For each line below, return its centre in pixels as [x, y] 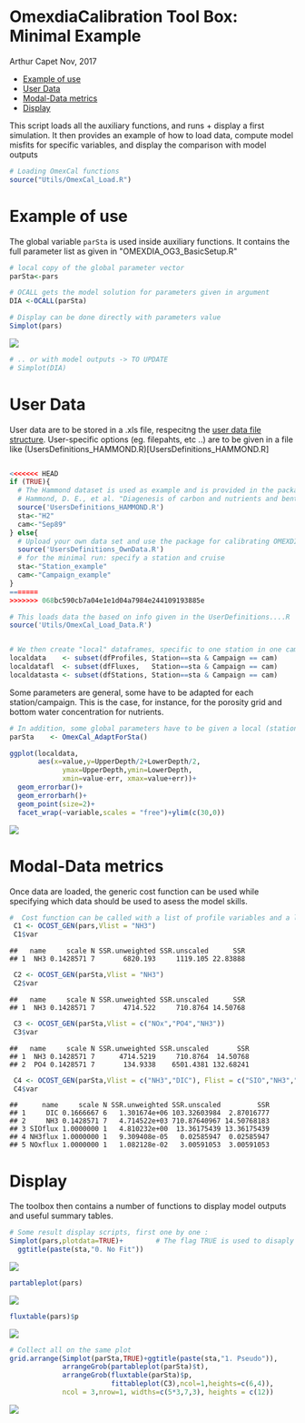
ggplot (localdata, [44, 753]
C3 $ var [26, 1032]
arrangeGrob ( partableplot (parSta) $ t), [135, 1367]
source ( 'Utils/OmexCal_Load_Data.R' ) [81, 625]
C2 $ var [26, 984]
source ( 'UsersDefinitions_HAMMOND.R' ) [91, 508]
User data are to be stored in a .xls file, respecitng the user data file [135, 429]
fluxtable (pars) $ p [44, 1317]
